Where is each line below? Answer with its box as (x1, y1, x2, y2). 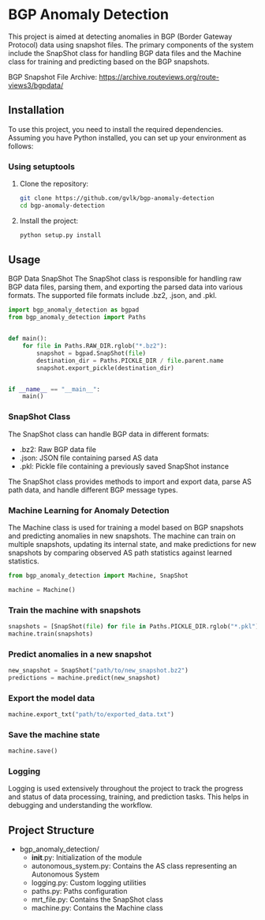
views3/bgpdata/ (8, 81, 64, 90)
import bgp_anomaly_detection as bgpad (8, 306, 140, 314)
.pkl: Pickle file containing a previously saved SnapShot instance (19, 461, 230, 471)
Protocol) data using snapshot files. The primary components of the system (8, 40, 254, 49)
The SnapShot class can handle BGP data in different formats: (8, 429, 210, 439)
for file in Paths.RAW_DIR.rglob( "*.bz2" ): (22, 342, 168, 350)
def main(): (8, 334, 47, 343)
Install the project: (19, 216, 79, 225)
